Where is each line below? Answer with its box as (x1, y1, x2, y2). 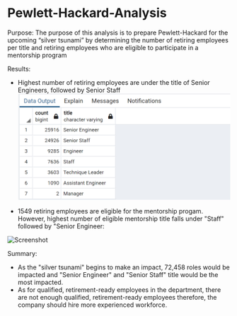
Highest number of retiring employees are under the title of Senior (17, 78, 210, 86)
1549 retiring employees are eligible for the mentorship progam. (17, 207, 204, 216)
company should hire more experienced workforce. (17, 300, 168, 309)
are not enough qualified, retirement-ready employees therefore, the (17, 293, 217, 302)
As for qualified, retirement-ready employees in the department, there (17, 286, 221, 294)
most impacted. (17, 278, 64, 287)
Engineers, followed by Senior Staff (17, 86, 121, 94)
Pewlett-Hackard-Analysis (7, 5, 168, 21)
